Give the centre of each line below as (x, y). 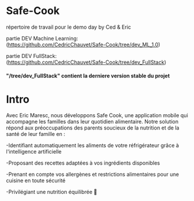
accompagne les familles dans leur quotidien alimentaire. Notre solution (92, 122)
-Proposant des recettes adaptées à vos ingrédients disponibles (83, 163)
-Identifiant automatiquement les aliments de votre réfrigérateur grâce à (93, 145)
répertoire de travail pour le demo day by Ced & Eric (69, 27)
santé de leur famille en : (36, 134)
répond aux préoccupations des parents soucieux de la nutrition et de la (93, 128)
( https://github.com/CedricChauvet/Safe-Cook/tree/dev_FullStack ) (86, 62)
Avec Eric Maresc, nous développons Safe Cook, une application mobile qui (97, 115)
